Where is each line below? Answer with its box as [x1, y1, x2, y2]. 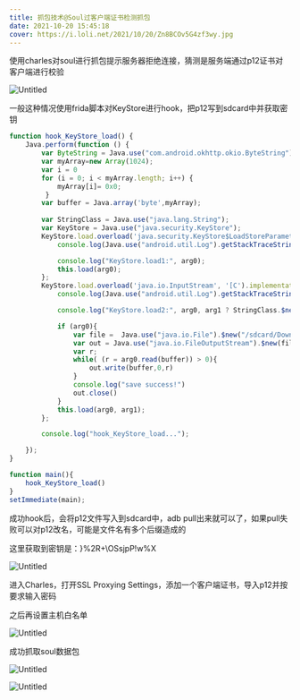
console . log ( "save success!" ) [72, 380, 186, 389]
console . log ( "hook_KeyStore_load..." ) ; [41, 430, 190, 439]
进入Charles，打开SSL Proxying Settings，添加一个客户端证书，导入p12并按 [9, 579, 288, 590]
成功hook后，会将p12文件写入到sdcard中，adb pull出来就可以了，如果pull [9, 512, 280, 524]
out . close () [72, 388, 118, 397]
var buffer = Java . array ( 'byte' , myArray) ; [41, 199, 202, 208]
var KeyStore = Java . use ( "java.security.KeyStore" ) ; [41, 224, 242, 233]
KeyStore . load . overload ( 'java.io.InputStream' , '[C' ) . [41, 281, 250, 291]
